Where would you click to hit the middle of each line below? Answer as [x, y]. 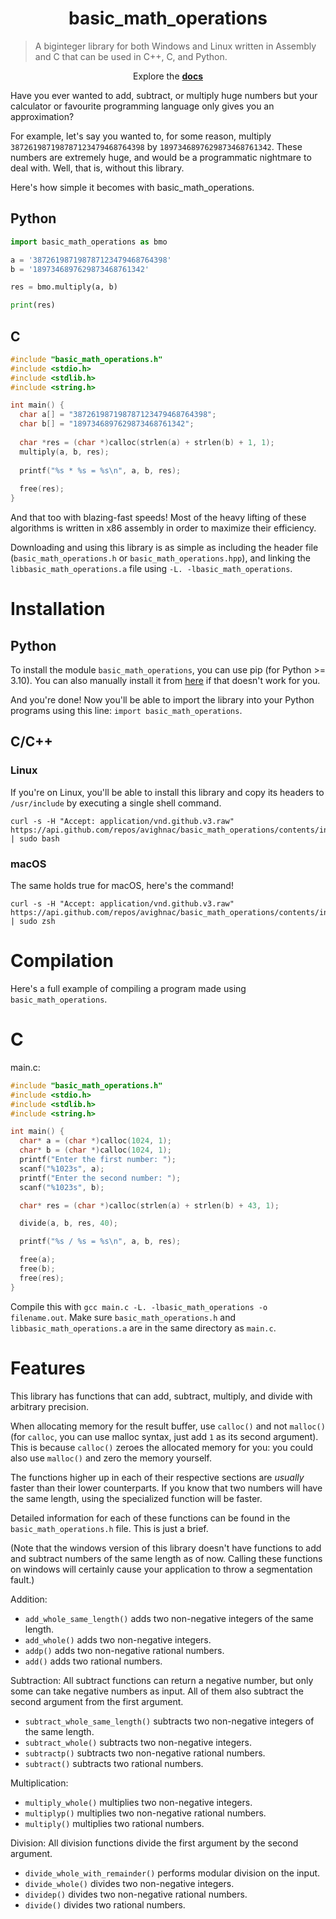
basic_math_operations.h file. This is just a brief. [109, 1528]
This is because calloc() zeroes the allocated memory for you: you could [162, 1447]
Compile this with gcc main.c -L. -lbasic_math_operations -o [139, 1306]
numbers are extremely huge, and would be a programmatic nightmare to [161, 157]
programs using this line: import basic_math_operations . [126, 711]
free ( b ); [37, 1269]
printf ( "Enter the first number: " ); [98, 1160]
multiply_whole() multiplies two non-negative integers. [138, 1802]
